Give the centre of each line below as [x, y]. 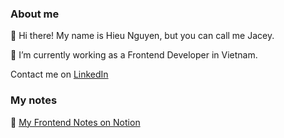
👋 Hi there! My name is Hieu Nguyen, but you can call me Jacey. [142, 36]
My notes [34, 100]
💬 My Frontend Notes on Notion [75, 122]
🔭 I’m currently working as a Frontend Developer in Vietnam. [134, 55]
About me [35, 14]
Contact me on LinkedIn [59, 74]
